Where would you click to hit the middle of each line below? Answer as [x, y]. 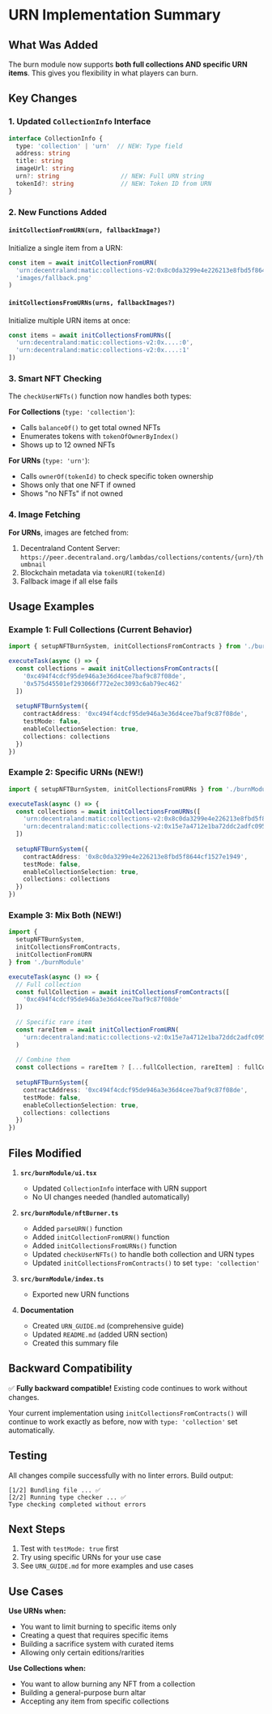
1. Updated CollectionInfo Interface [80, 122]
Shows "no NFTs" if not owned [72, 493]
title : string [39, 161]
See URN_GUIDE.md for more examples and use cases [107, 1566]
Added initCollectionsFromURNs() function [104, 1245]
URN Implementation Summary [115, 15]
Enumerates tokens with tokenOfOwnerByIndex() [100, 437]
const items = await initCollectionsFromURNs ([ [90, 335]
